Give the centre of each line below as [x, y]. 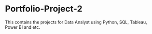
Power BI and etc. [22, 27]
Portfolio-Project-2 [44, 9]
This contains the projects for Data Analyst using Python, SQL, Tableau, [76, 22]
